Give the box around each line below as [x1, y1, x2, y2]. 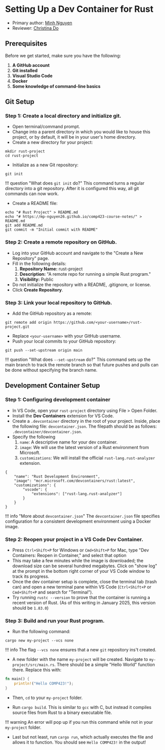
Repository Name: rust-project [19, 266, 83, 272]
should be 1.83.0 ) [12, 605, 49, 611]
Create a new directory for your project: [12, 140, 93, 146]
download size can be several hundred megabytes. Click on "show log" [12, 563, 158, 569]
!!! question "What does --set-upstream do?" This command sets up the [5, 356, 151, 362]
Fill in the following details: [12, 260, 66, 266]
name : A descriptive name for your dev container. [19, 439, 118, 445]
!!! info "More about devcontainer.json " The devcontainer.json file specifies [5, 513, 160, 519]
